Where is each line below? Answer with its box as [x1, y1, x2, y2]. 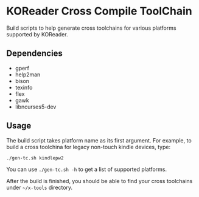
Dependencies [6, 48, 63, 59]
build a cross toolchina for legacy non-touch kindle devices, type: [6, 143, 171, 150]
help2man [15, 71, 41, 78]
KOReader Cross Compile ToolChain [6, 4, 193, 18]
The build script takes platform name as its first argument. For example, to [6, 136, 192, 144]
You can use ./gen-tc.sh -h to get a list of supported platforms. [6, 165, 167, 173]
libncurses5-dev [15, 103, 57, 110]
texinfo [15, 84, 33, 91]
